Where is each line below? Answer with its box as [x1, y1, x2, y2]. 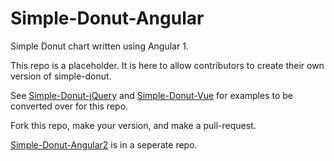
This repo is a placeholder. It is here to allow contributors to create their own [10, 59, 325, 71]
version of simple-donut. [10, 70, 112, 82]
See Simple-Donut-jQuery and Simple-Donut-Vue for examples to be [10, 89, 294, 101]
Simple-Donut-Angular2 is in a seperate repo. [10, 138, 198, 151]
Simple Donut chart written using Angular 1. [10, 40, 189, 52]
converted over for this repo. [10, 100, 129, 112]
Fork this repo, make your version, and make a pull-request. [10, 119, 257, 131]
